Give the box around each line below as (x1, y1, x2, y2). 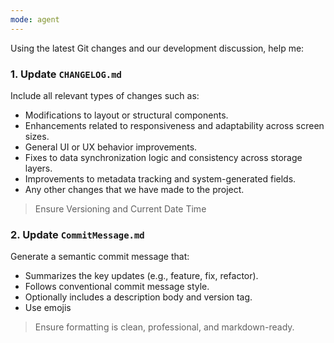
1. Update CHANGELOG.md (10, 67, 122, 81)
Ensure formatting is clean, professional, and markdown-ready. (34, 321, 295, 333)
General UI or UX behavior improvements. (24, 141, 198, 153)
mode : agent (10, 14, 60, 25)
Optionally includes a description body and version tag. (24, 291, 253, 303)
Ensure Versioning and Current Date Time (34, 202, 207, 215)
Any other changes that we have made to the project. (24, 183, 245, 195)
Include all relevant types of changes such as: (10, 89, 200, 101)
